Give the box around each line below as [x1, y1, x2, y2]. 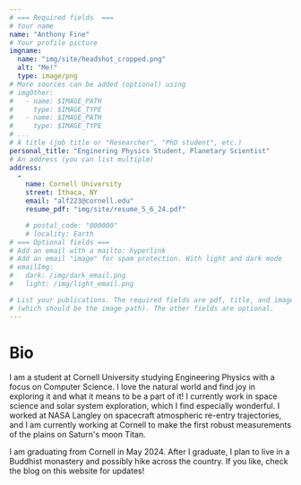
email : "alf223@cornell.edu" [25, 196, 134, 206]
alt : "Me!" [17, 64, 58, 73]
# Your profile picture [9, 38, 99, 48]
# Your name [9, 22, 54, 30]
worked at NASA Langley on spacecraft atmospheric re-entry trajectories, [9, 410, 282, 421]
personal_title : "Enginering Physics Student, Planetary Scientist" [9, 146, 271, 155]
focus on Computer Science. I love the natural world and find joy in [9, 382, 256, 393]
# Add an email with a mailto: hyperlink [9, 246, 167, 255]
